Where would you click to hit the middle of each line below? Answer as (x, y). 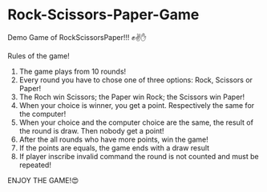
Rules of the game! (38, 56)
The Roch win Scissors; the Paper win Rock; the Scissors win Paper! (132, 97)
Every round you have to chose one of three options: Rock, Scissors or (136, 80)
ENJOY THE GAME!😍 (43, 180)
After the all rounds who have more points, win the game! (114, 139)
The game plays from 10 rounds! (73, 71)
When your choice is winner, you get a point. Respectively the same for (137, 105)
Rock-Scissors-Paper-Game (103, 15)
